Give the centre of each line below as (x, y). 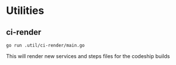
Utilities (25, 11)
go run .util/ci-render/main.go (45, 45)
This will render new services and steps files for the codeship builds (88, 56)
